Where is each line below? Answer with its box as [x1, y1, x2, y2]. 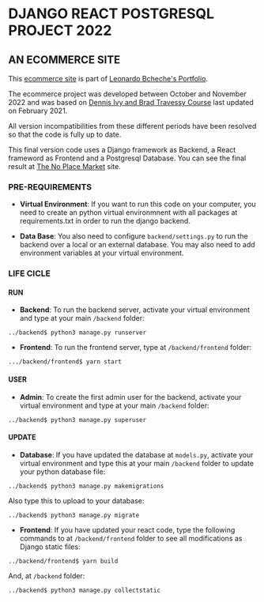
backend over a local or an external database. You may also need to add [19, 240, 255, 250]
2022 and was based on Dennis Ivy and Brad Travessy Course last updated [8, 98, 255, 107]
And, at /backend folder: [8, 570, 85, 581]
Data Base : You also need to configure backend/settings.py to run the [19, 231, 248, 241]
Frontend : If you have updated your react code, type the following [19, 525, 236, 534]
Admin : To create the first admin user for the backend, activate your [19, 392, 242, 401]
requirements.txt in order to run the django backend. [19, 216, 191, 226]
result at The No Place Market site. [8, 162, 121, 171]
